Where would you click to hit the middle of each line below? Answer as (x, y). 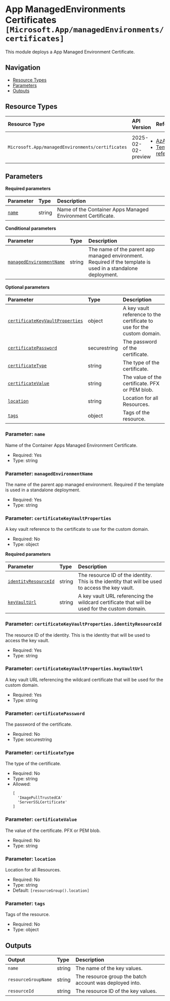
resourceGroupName (30, 980)
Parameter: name (25, 434)
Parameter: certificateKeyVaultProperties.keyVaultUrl (74, 669)
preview (141, 156)
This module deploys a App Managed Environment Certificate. (70, 52)
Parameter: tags (25, 903)
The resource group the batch (111, 977)
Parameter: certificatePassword (45, 713)
